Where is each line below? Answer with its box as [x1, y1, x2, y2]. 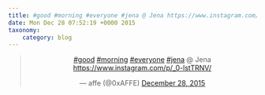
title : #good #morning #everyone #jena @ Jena [8, 11, 164, 20]
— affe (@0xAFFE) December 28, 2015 [79, 79, 206, 88]
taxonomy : [8, 26, 41, 34]
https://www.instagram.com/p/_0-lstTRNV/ [73, 64, 212, 73]
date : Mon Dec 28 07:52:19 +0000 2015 [8, 19, 136, 27]
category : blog [22, 33, 73, 42]
